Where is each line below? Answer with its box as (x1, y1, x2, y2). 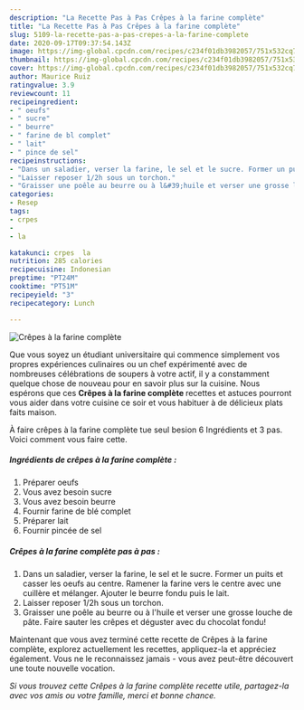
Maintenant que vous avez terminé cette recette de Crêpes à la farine (9, 634, 269, 645)
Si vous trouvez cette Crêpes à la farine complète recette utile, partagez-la (9, 680, 290, 692)
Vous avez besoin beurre (22, 497, 116, 507)
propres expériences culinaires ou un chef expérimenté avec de (9, 358, 248, 369)
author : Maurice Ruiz (9, 72, 91, 81)
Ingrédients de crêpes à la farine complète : (9, 454, 177, 466)
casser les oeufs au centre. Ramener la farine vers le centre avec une (22, 578, 282, 589)
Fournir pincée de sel (22, 525, 102, 536)
